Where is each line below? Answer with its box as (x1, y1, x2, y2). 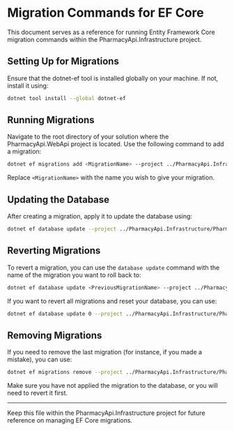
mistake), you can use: (7, 355, 72, 363)
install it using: (7, 81, 49, 90)
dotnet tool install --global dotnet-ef (7, 95, 127, 102)
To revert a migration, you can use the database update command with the (7, 263, 220, 272)
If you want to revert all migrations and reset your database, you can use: (7, 297, 217, 305)
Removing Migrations (7, 329, 102, 341)
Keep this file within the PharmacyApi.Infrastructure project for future (7, 409, 205, 417)
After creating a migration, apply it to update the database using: (7, 212, 193, 221)
